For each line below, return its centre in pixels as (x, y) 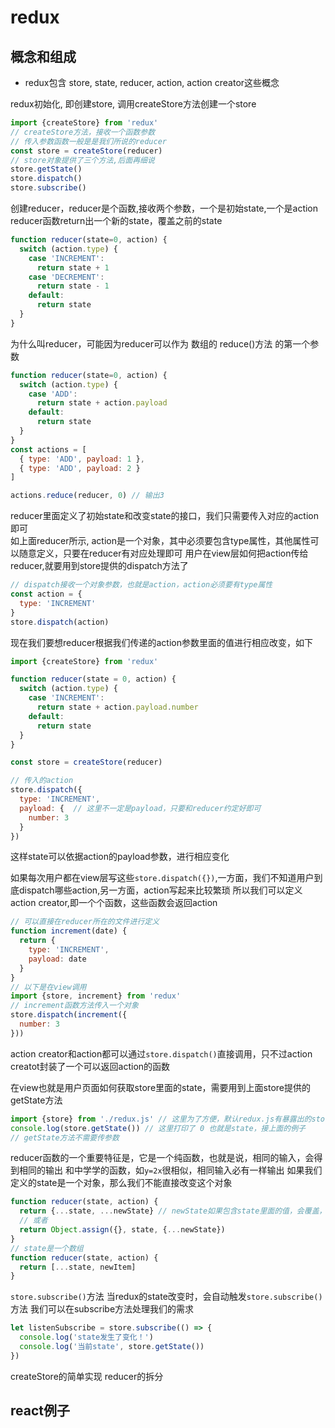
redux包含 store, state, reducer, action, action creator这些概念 (152, 82)
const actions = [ (48, 449)
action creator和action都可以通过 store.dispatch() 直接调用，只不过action (161, 1053)
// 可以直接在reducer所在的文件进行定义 (85, 922)
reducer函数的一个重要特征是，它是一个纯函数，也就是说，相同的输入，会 (162, 1158)
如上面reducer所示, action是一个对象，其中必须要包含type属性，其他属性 (160, 541)
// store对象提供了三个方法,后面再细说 (82, 160)
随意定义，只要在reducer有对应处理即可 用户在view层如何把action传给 (163, 553)
